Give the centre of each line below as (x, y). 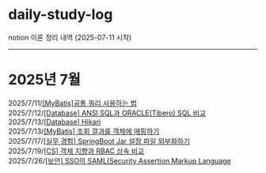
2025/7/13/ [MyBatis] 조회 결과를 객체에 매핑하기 (84, 131)
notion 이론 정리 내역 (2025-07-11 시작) (70, 37)
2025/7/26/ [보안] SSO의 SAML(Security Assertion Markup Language (120, 160)
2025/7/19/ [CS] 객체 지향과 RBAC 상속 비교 (76, 151)
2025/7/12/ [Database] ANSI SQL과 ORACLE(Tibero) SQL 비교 (107, 113)
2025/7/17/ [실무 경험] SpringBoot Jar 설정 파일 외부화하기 (99, 141)
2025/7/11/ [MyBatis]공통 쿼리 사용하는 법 (72, 103)
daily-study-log (61, 15)
